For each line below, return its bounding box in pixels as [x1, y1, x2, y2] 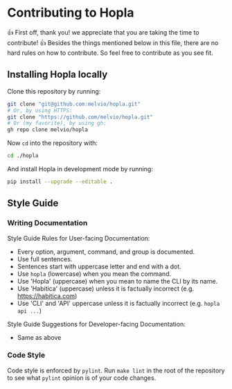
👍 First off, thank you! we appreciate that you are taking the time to [7, 28, 199, 36]
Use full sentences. [17, 254, 73, 263]
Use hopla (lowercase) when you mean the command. [17, 269, 172, 278]
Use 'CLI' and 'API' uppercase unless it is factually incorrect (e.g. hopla [17, 299, 220, 307]
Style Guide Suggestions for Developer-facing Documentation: [7, 320, 186, 328]
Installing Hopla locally [7, 69, 108, 80]
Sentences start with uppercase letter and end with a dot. [17, 262, 181, 270]
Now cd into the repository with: [7, 139, 98, 147]
